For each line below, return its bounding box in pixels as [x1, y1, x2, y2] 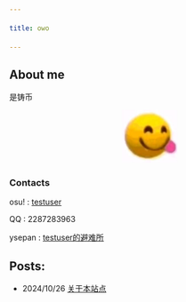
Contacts [9, 177, 51, 189]
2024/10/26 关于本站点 [21, 283, 107, 294]
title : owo [9, 23, 50, 33]
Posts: [9, 258, 46, 274]
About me [9, 67, 65, 82]
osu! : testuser [9, 196, 62, 208]
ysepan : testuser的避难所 [9, 232, 104, 243]
